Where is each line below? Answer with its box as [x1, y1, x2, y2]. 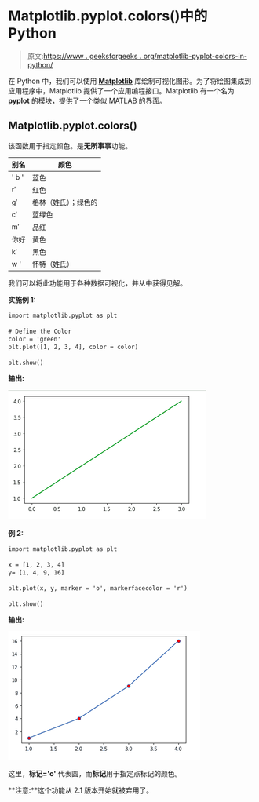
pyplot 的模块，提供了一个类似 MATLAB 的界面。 [8, 96, 167, 105]
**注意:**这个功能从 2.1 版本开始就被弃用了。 [8, 786, 154, 795]
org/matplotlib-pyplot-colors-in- [143, 51, 247, 60]
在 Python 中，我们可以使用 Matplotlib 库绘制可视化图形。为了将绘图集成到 [8, 76, 252, 86]
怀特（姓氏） [32, 260, 74, 269]
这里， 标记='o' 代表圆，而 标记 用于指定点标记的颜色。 [8, 768, 182, 778]
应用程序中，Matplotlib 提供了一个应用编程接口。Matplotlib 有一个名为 [8, 86, 235, 95]
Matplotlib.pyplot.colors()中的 [8, 7, 208, 25]
